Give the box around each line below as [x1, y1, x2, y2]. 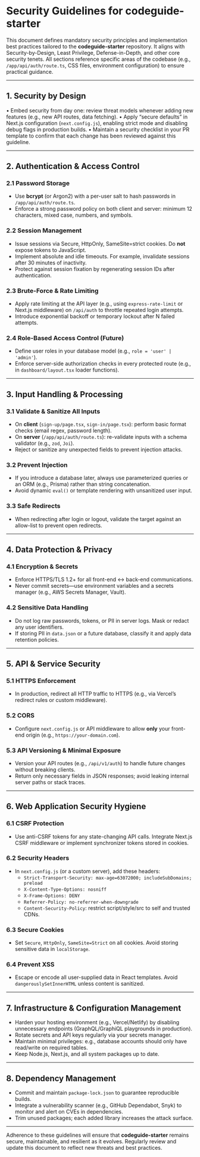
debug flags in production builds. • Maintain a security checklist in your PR [6, 126, 190, 133]
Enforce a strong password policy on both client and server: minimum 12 [14, 205, 192, 213]
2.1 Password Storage [6, 179, 70, 188]
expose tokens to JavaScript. [14, 246, 86, 254]
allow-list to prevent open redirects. [14, 522, 102, 529]
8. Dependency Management [6, 1073, 116, 1083]
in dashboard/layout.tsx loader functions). [14, 366, 120, 373]
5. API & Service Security [6, 659, 101, 669]
